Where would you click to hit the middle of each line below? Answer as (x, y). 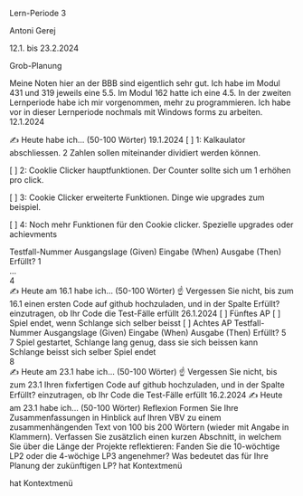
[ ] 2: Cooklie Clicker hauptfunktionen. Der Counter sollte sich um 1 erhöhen (150, 170)
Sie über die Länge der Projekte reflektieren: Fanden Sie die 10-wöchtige (145, 446)
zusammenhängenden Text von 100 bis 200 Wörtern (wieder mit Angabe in (149, 427)
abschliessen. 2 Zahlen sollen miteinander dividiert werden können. (135, 153)
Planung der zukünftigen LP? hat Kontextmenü (96, 466)
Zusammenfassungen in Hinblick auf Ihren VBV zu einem (115, 417)
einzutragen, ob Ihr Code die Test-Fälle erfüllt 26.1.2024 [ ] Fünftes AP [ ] (145, 313)
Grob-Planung (36, 66)
